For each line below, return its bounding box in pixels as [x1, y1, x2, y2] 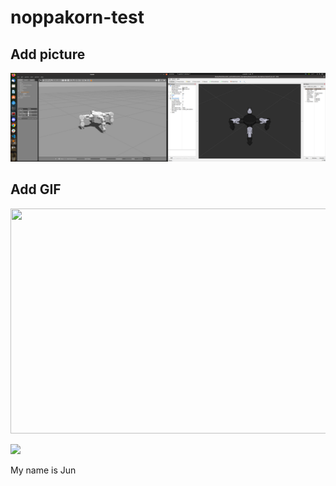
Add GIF [10, 181, 62, 198]
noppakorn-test [10, 6, 145, 29]
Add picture [10, 46, 86, 63]
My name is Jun [10, 464, 77, 476]
